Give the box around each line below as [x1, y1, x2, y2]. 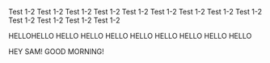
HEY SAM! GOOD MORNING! [8, 47, 105, 56]
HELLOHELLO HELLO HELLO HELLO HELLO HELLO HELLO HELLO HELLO [8, 31, 252, 40]
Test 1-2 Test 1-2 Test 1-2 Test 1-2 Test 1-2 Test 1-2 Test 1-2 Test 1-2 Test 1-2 [8, 7, 263, 16]
